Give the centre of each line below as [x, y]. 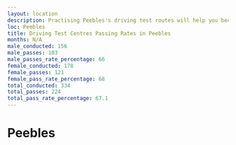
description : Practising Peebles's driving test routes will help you [113, 20]
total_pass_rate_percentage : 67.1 [58, 99]
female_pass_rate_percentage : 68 [56, 79]
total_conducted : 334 [39, 85]
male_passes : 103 [33, 53]
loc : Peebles [26, 27]
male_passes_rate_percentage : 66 [56, 60]
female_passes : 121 [36, 72]
